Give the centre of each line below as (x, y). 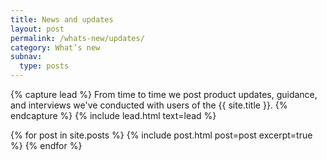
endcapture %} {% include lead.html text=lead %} (113, 115)
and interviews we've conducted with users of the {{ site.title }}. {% (149, 105)
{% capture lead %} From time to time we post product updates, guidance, (164, 94)
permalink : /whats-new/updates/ (77, 38)
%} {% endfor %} (46, 145)
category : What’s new (55, 47)
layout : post (37, 29)
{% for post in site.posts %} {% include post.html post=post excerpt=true (161, 135)
